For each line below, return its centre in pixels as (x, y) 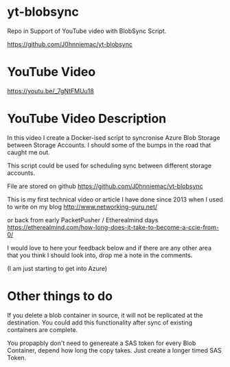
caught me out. (28, 152)
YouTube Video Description (87, 119)
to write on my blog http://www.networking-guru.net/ (82, 206)
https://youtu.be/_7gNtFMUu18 (50, 91)
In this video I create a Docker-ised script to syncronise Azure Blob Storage (114, 137)
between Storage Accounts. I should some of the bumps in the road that (109, 145)
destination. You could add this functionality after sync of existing (100, 322)
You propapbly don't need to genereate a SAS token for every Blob (102, 343)
